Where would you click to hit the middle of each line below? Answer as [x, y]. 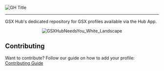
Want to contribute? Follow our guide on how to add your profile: [70, 58]
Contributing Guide [24, 63]
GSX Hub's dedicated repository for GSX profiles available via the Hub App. [81, 21]
